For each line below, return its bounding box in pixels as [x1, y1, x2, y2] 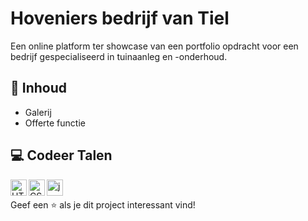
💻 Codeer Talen [10, 147, 113, 164]
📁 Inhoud [10, 80, 67, 97]
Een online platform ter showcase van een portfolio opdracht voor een [10, 40, 299, 52]
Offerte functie [24, 117, 86, 129]
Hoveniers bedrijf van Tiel [10, 7, 230, 30]
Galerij [24, 106, 52, 118]
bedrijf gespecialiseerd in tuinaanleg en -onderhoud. [10, 50, 228, 62]
